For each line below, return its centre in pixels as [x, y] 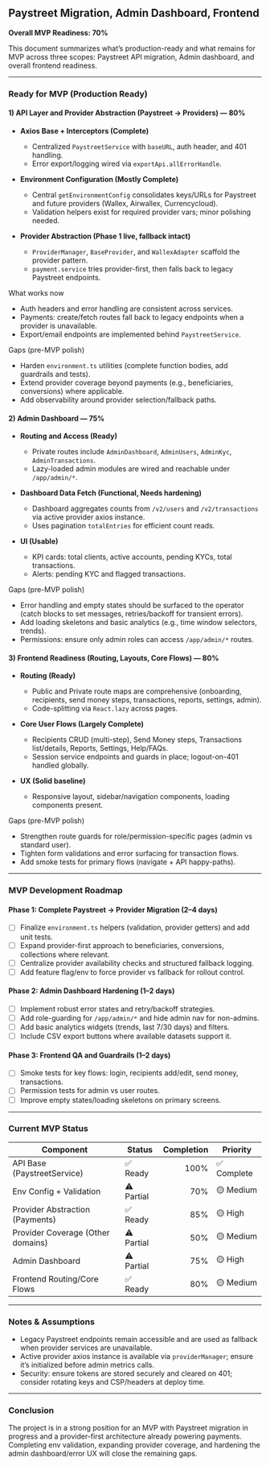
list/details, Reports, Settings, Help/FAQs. [100, 748]
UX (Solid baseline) [53, 781]
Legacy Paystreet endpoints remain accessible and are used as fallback [139, 1340]
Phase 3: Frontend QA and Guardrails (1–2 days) [90, 1055]
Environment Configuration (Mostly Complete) [99, 179]
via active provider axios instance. [88, 517]
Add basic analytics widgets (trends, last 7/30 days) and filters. [125, 1027]
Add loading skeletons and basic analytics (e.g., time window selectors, [138, 623]
